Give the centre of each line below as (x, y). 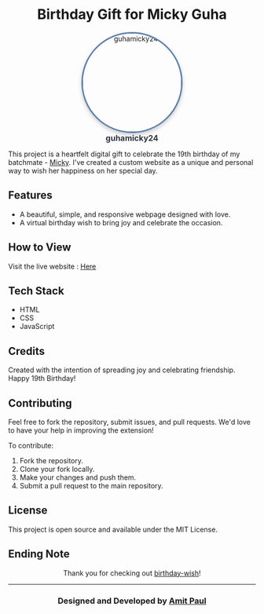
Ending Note (39, 554)
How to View (40, 248)
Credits (27, 351)
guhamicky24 (132, 137)
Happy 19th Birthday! (42, 378)
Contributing (40, 403)
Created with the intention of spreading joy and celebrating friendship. (122, 370)
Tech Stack (36, 291)
